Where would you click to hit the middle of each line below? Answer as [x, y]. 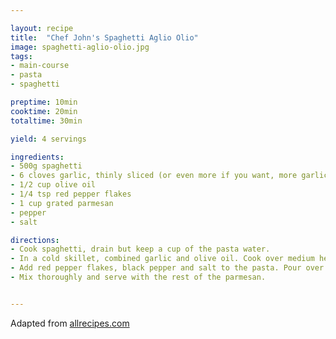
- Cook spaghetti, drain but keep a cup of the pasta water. [140, 249]
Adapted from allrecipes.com [70, 323]
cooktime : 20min [44, 111]
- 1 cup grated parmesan [62, 203]
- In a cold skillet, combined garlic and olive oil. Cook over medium [162, 259]
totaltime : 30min [46, 121]
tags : [21, 56]
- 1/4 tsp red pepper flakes [71, 194]
